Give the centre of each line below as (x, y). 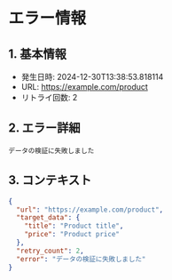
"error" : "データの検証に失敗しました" (81, 259)
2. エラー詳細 (44, 128)
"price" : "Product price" (72, 235)
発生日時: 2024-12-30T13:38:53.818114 (92, 77)
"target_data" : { (48, 218)
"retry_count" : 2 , (51, 251)
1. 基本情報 (38, 54)
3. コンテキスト (50, 180)
